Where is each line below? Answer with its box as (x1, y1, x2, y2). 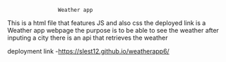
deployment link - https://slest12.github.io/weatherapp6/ (7, 47, 169, 55)
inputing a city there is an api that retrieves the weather (7, 33, 168, 42)
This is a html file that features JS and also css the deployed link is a (7, 19, 206, 27)
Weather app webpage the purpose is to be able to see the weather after (7, 26, 219, 34)
